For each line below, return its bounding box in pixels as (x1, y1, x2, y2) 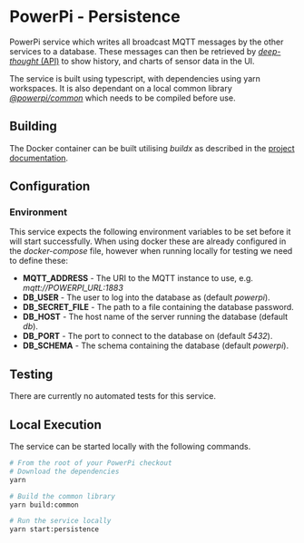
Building (9, 119, 57, 134)
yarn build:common (9, 500, 79, 509)
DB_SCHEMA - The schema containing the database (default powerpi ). (22, 340, 289, 351)
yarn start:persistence (9, 525, 100, 534)
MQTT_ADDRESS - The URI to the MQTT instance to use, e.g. (22, 273, 254, 284)
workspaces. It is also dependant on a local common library (9, 82, 233, 93)
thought (9, 55, 39, 66)
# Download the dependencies (9, 467, 120, 476)
